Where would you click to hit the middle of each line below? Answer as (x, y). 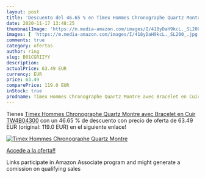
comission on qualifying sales (44, 168)
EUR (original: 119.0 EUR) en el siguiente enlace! (67, 127)
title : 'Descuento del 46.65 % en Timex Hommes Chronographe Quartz (95, 18)
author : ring (23, 52)
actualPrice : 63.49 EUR (37, 68)
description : (23, 63)
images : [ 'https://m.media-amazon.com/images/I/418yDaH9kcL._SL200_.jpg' (103, 35)
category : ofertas (30, 46)
